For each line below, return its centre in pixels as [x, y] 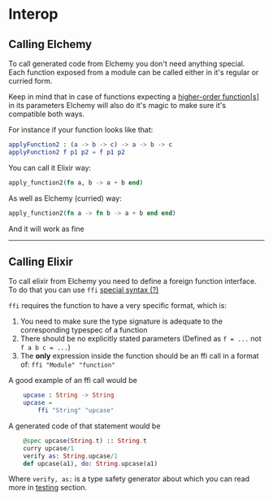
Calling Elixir [41, 261]
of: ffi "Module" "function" [67, 365]
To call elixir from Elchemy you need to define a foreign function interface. [133, 281]
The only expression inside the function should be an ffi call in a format [139, 356]
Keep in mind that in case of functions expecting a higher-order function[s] [134, 97]
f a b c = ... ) [45, 347]
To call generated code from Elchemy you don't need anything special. [127, 63]
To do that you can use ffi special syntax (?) [84, 290]
